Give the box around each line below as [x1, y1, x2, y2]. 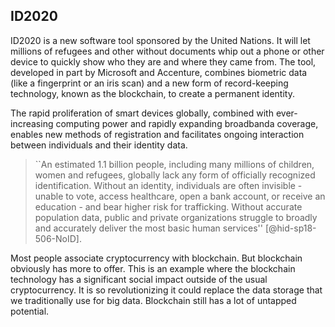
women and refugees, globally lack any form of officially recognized [34, 169, 316, 181]
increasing [10, 117, 54, 129]
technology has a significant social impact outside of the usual [10, 273, 268, 285]
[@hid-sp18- [264, 222, 317, 234]
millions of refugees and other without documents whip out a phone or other [10, 45, 325, 57]
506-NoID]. [34, 232, 83, 244]
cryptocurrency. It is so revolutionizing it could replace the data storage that [10, 284, 323, 296]
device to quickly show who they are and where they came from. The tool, [10, 55, 317, 68]
